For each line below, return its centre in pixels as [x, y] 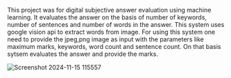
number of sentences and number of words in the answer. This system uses [116, 25]
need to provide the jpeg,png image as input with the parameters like [106, 39]
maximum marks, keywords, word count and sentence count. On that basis [114, 47]
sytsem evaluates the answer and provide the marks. [83, 54]
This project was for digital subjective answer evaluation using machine [109, 10]
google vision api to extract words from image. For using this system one [111, 32]
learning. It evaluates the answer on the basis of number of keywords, [107, 17]
